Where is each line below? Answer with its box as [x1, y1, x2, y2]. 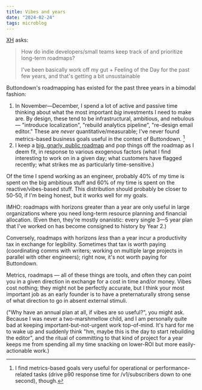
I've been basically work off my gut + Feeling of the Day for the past [20, 66, 190, 73]
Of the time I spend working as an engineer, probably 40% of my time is [6, 173, 185, 180]
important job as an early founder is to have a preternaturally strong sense [6, 291, 191, 298]
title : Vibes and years [6, 8, 66, 15]
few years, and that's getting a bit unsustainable [20, 73, 140, 80]
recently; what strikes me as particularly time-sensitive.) [14, 161, 155, 169]
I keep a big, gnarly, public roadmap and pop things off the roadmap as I [14, 142, 194, 149]
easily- [179, 341, 196, 348]
